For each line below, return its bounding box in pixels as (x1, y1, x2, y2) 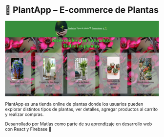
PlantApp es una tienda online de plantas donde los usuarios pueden (5, 101, 143, 107)
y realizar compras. (5, 111, 44, 117)
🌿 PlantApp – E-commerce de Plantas (5, 4, 159, 16)
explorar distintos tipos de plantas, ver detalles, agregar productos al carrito (5, 106, 158, 112)
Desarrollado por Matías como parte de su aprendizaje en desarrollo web (5, 121, 152, 127)
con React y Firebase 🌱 (5, 126, 52, 132)
